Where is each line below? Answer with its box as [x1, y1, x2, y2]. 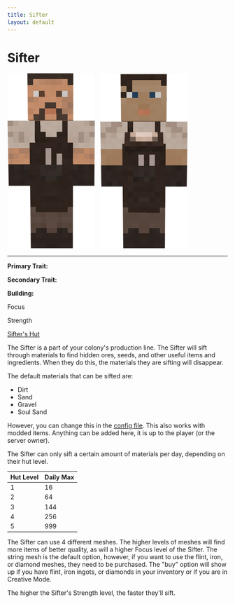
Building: [7, 289, 34, 298]
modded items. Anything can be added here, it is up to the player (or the [7, 429, 215, 437]
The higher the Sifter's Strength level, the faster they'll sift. [7, 589, 176, 597]
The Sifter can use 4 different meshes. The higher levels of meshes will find [7, 537, 225, 546]
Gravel [17, 400, 37, 409]
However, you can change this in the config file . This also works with [7, 421, 206, 430]
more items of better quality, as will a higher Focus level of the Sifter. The [7, 545, 218, 554]
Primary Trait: [7, 262, 48, 270]
